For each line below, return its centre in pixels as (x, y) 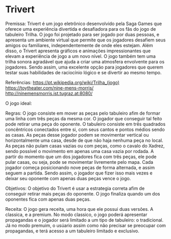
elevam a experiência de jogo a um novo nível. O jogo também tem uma (80, 56)
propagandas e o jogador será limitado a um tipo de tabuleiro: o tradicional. (84, 220)
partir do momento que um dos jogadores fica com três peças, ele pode (81, 157)
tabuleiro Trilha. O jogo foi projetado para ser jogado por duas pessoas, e (82, 34)
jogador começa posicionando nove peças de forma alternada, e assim (80, 167)
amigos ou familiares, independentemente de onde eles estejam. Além (79, 45)
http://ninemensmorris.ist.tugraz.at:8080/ (49, 93)
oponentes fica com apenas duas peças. (48, 199)
